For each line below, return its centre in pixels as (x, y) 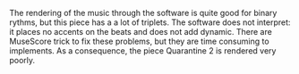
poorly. (22, 60)
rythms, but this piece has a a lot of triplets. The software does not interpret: (150, 22)
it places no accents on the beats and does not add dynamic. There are (141, 32)
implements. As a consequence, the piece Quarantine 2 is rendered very (143, 51)
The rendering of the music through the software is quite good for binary (143, 13)
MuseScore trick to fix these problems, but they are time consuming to (140, 41)
